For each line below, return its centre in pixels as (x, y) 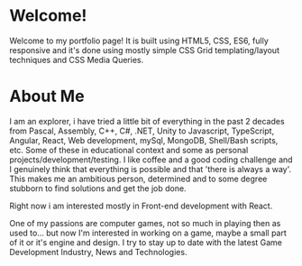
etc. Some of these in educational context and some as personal (129, 150)
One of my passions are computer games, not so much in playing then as (145, 223)
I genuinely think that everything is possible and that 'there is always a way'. (151, 169)
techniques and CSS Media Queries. (77, 60)
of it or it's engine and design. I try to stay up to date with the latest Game (146, 242)
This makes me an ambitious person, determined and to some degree (138, 179)
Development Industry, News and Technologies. (98, 252)
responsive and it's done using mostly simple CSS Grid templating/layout (144, 50)
